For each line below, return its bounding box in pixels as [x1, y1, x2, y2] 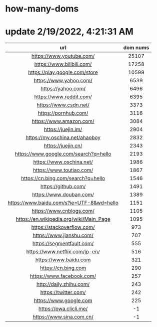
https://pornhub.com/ [37, 110, 88, 117]
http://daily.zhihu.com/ [36, 281, 90, 288]
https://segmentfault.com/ [32, 240, 94, 247]
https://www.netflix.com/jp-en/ [26, 248, 100, 255]
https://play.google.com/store [28, 69, 98, 76]
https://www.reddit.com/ [34, 93, 92, 100]
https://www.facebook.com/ [29, 273, 96, 280]
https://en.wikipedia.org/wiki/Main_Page [15, 216, 110, 223]
